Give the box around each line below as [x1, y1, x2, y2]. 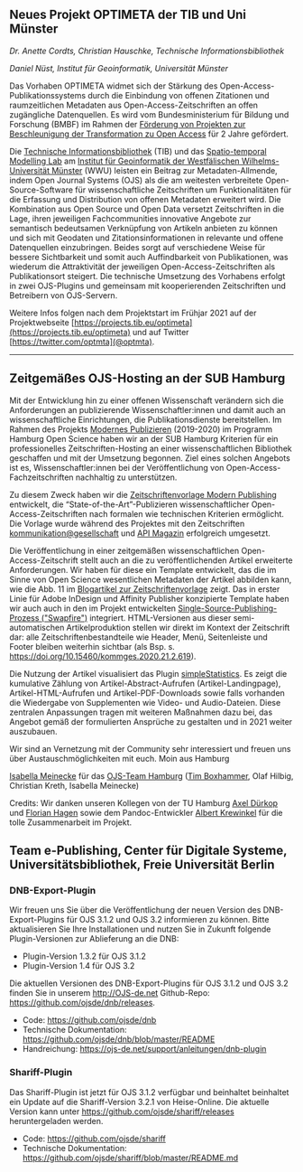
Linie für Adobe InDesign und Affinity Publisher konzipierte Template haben [9, 593, 289, 604]
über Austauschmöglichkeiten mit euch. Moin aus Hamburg [9, 753, 230, 764]
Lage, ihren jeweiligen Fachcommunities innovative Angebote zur [9, 212, 252, 224]
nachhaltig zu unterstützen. [75, 472, 178, 483]
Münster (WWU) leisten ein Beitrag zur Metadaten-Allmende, [50, 164, 278, 175]
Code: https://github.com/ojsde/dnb [22, 1015, 157, 1026]
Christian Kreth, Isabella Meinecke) [9, 780, 140, 791]
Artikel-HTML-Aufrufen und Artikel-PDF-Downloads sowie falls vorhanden [9, 687, 286, 699]
